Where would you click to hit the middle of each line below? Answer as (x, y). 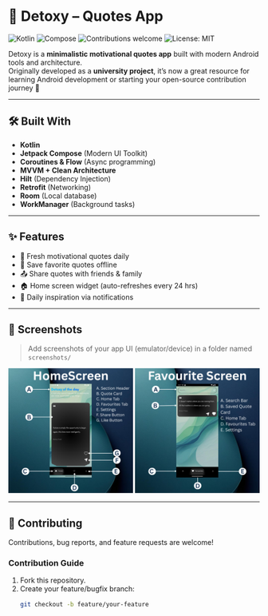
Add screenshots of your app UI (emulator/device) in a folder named (140, 349)
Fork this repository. (53, 580)
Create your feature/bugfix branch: (77, 589)
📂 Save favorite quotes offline (68, 264)
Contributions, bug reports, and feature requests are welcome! (111, 542)
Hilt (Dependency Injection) (65, 178)
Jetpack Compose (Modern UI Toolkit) (84, 153)
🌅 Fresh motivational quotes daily (75, 256)
